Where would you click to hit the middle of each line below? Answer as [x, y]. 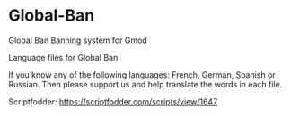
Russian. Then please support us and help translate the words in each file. [145, 84]
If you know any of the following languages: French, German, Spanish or [142, 75]
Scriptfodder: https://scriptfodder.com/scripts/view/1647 [113, 101]
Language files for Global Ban [63, 57]
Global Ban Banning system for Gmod [78, 40]
